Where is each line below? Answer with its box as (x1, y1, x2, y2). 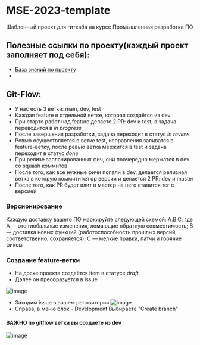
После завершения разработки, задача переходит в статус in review (14, 130, 189, 138)
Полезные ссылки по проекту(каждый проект (6, 41, 189, 51)
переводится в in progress (14, 124, 82, 131)
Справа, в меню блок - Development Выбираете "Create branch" (14, 305, 179, 313)
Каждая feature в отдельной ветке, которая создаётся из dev (14, 111, 171, 119)
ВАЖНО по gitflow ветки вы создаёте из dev (6, 319, 122, 326)
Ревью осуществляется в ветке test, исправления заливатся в (14, 136, 174, 144)
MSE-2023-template (6, 4, 111, 17)
